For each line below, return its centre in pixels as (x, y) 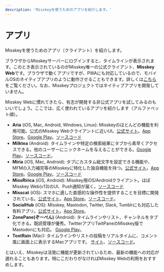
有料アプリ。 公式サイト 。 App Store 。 (50, 211)
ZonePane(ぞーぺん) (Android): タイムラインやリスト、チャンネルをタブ (85, 217)
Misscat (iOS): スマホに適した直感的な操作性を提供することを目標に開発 (85, 192)
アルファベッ (146, 108)
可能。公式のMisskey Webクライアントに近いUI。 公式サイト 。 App (83, 131)
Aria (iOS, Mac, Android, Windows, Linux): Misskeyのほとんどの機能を (83, 125)
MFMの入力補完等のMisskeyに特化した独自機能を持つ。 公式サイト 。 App (86, 168)
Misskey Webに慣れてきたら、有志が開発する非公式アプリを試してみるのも (81, 102)
